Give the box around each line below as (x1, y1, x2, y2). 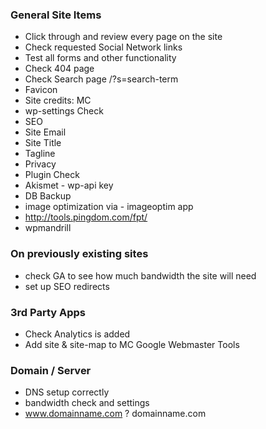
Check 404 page (24, 63, 95, 75)
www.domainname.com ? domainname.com (24, 408, 207, 420)
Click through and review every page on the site (24, 31, 223, 43)
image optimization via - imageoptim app (24, 201, 194, 213)
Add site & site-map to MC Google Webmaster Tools (24, 338, 240, 350)
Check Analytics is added (24, 328, 131, 340)
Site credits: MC (24, 94, 92, 107)
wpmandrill (24, 222, 72, 234)
